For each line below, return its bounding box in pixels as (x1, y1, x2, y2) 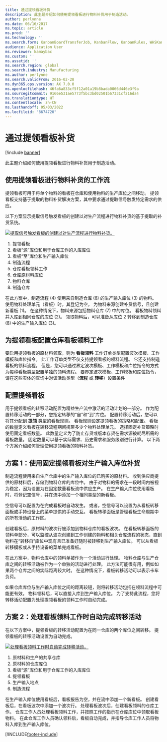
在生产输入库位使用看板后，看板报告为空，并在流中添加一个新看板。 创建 (5, 696, 155, 702)
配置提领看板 (5, 391, 45, 400)
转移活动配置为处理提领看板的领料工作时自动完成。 (5, 597, 110, 603)
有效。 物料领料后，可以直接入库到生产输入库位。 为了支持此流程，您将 (13, 591, 160, 597)
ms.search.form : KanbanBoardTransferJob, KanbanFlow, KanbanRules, (5, 40, 148, 45)
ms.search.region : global (5, 63, 59, 68)
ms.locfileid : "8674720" (5, 109, 57, 115)
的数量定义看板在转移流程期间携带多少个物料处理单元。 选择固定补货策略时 (5, 424, 159, 430)
